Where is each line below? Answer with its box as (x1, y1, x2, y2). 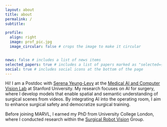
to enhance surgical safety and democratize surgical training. (5, 102, 131, 108)
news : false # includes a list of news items (5, 57, 101, 62)
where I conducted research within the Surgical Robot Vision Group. (5, 117, 145, 123)
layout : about (5, 7, 35, 12)
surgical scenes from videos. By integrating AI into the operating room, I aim (5, 96, 161, 102)
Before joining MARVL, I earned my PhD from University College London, (5, 111, 154, 117)
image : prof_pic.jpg (9, 39, 52, 45)
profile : (5, 30, 23, 35)
